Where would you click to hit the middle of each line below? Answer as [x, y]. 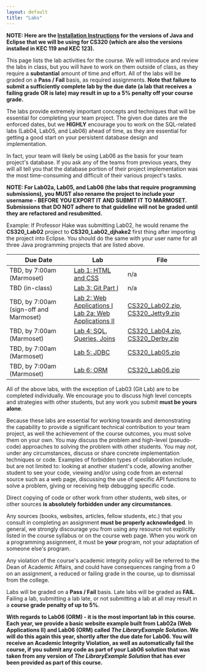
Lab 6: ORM [91, 370]
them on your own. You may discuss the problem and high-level [87, 440]
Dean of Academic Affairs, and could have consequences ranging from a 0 [101, 567]
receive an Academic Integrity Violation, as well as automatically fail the [100, 643]
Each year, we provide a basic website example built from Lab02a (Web [99, 623]
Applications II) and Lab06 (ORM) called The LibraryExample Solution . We [102, 630]
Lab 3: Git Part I [96, 288]
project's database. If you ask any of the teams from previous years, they [99, 162]
